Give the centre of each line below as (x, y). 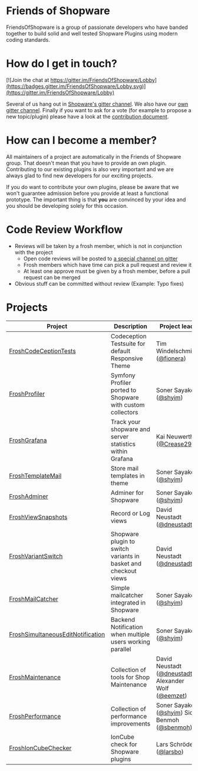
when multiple (131, 634)
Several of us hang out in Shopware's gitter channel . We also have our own (97, 104)
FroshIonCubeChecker (40, 748)
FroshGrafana (28, 440)
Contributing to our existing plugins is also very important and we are (90, 169)
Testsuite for (128, 344)
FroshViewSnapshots (38, 517)
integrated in (128, 602)
